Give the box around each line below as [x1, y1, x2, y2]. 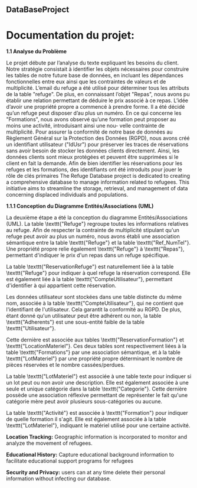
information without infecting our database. [6, 475, 111, 482]
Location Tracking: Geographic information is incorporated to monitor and [6, 434, 188, 441]
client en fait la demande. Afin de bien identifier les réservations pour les [6, 160, 183, 167]
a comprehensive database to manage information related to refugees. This [6, 178, 190, 186]
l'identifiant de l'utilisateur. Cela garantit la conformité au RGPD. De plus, [6, 306, 182, 313]
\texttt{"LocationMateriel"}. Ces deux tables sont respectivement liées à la [6, 343, 187, 350]
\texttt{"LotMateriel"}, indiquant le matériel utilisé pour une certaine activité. [6, 422, 191, 429]
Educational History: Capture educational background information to [6, 451, 175, 458]
